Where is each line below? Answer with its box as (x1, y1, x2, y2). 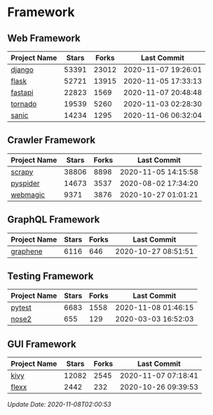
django (11, 65, 34, 74)
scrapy (11, 166, 34, 176)
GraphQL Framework (7, 213, 100, 225)
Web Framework (7, 32, 81, 44)
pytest (11, 303, 32, 312)
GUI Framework (7, 338, 77, 350)
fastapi (11, 88, 34, 97)
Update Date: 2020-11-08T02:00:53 (7, 400, 111, 409)
